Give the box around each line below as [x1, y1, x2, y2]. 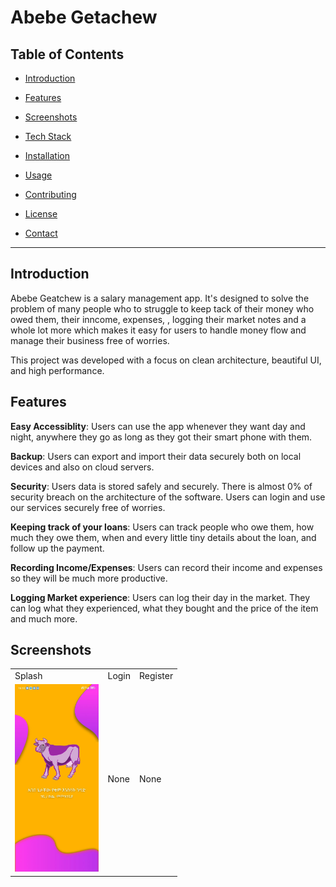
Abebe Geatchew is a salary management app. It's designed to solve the [10, 292, 310, 304]
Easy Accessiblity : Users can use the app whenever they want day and [10, 420, 306, 432]
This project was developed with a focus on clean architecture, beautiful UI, [10, 354, 322, 366]
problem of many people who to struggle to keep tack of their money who [10, 302, 315, 315]
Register [139, 670, 174, 682]
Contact [24, 227, 58, 239]
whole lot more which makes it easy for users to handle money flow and [10, 324, 307, 336]
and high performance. [10, 364, 105, 376]
